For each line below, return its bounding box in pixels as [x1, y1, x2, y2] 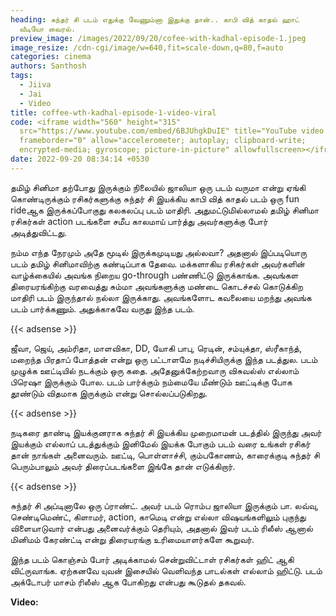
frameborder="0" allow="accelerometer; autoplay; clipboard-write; [19, 136, 307, 146]
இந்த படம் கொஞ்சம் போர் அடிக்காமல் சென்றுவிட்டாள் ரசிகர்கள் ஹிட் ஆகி [10, 553, 295, 565]
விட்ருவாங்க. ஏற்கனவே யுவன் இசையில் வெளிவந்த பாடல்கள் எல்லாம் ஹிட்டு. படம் [10, 564, 323, 576]
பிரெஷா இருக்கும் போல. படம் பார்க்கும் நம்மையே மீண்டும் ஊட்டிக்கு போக [10, 376, 293, 388]
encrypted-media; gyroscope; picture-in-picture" [19, 145, 230, 155]
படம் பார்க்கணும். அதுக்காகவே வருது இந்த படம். [10, 302, 195, 315]
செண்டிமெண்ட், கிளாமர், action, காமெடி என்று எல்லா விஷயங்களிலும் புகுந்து [10, 511, 307, 523]
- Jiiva [19, 80, 52, 90]
